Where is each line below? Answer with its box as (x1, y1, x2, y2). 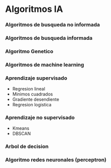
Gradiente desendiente (12, 96, 59, 102)
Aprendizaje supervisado (5, 75, 67, 82)
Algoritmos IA (5, 3, 63, 15)
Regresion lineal (12, 86, 46, 92)
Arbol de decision (5, 143, 49, 150)
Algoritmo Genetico (5, 48, 54, 55)
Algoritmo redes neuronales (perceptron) (5, 157, 107, 164)
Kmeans (12, 125, 30, 131)
